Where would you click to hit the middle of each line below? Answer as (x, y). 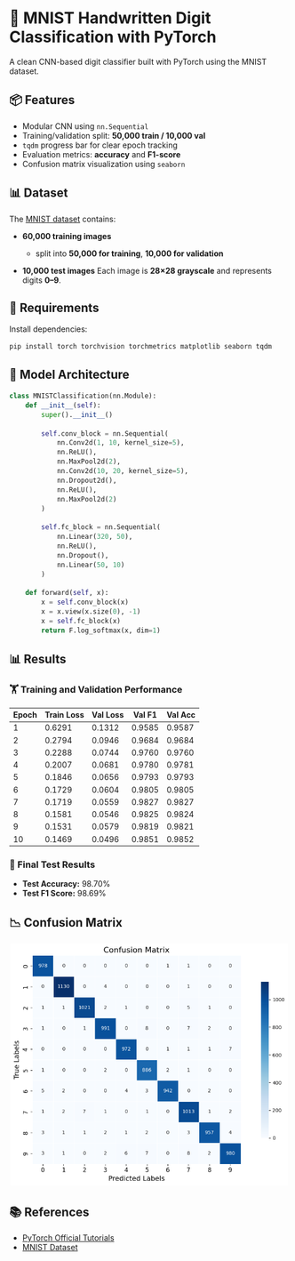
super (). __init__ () (77, 414)
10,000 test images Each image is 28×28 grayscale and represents (147, 270)
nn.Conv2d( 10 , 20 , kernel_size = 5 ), (123, 471)
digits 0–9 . (42, 280)
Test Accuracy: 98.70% (66, 884)
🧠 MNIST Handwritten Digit (110, 18)
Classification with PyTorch (113, 37)
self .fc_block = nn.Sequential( (101, 527)
